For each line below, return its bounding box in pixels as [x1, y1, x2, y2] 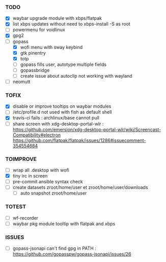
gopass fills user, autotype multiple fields [20, 61, 107, 67]
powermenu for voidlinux [12, 27, 65, 33]
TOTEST [5, 203, 26, 210]
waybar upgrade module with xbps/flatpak [12, 15, 102, 21]
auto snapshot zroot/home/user [20, 190, 87, 196]
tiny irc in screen [12, 173, 48, 179]
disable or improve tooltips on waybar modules [12, 103, 112, 109]
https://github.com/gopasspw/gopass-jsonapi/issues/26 [12, 251, 131, 257]
